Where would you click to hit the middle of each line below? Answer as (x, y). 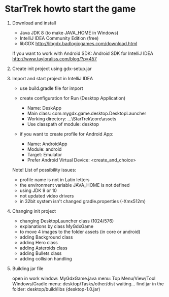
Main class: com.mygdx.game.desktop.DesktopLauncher (87, 113)
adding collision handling (46, 258)
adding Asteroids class (44, 248)
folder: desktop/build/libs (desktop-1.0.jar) (56, 289)
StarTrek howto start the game (70, 9)
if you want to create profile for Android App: (66, 134)
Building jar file (28, 268)
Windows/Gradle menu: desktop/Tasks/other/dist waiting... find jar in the (88, 284)
